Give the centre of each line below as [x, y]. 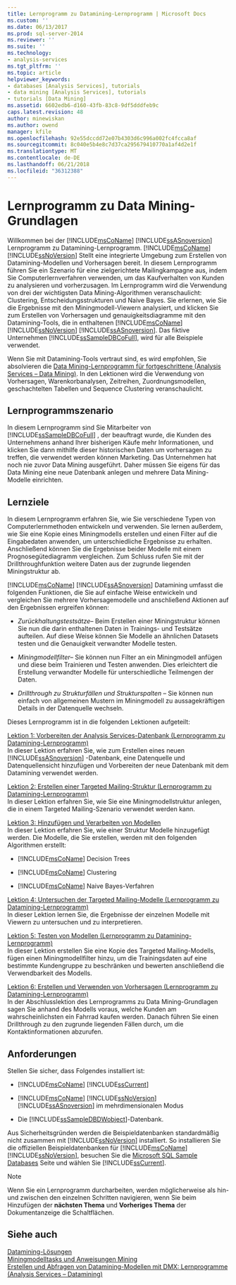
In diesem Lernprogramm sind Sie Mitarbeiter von [79, 427]
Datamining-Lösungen [40, 1251]
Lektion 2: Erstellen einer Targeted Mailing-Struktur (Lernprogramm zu [110, 786]
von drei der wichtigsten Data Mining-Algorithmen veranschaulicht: [105, 292]
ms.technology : [30, 54]
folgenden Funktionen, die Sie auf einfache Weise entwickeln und [102, 593]
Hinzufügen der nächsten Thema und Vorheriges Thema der [97, 1205]
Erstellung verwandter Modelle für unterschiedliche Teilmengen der [115, 672]
